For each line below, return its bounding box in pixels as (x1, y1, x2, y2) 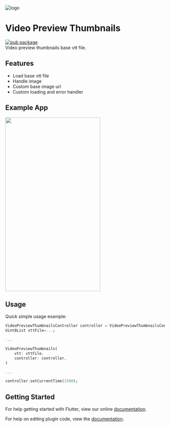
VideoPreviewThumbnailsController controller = (5, 323, 108, 328)
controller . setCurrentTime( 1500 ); (5, 378, 78, 384)
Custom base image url (12, 83, 62, 90)
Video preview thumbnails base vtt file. (5, 45, 87, 51)
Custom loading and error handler (12, 89, 83, 95)
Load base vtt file (12, 72, 49, 78)
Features (5, 59, 34, 68)
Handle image (12, 78, 42, 84)
